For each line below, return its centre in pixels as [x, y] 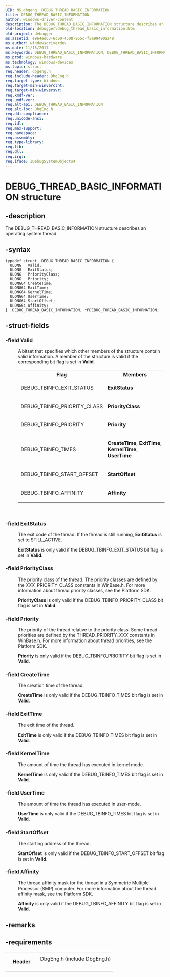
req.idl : [14, 123]
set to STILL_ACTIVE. [40, 540]
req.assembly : [20, 138]
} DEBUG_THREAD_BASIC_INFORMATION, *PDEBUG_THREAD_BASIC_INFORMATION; [82, 310]
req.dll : [14, 152]
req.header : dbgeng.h [28, 72]
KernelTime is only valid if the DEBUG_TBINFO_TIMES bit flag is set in [91, 774]
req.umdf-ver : [20, 100]
